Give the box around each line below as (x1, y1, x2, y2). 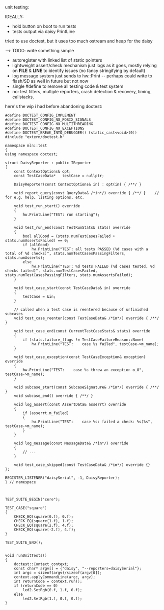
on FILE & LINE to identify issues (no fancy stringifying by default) (12, 68, 146, 73)
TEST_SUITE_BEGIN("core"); (5, 497, 60, 502)
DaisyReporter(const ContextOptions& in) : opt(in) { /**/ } (14, 182, 141, 187)
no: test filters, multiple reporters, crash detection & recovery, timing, (12, 89, 152, 94)
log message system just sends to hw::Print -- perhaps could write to (12, 73, 153, 78)
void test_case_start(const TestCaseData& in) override (14, 286, 131, 290)
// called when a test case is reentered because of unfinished (14, 307, 148, 312)
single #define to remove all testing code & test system (12, 83, 124, 89)
